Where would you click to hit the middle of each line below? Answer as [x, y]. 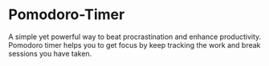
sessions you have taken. [50, 53]
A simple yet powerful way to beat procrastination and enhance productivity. [135, 37]
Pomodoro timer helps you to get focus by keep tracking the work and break [134, 45]
